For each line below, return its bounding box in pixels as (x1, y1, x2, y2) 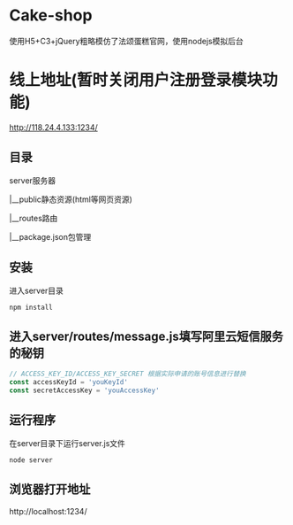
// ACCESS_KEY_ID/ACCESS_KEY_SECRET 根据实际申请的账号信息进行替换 (9, 369, 246, 379)
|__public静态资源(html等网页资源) (9, 194, 132, 205)
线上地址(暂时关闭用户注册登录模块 (9, 70, 263, 90)
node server (9, 455, 53, 465)
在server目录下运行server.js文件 (9, 437, 126, 448)
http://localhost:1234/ (9, 506, 87, 516)
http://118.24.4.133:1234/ (9, 121, 99, 133)
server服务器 (9, 174, 56, 186)
